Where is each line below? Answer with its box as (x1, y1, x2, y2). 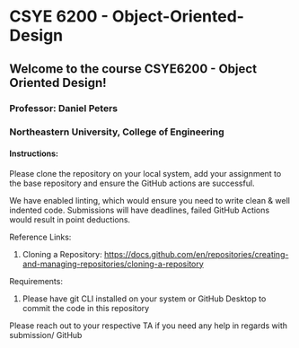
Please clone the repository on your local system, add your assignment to (9, 168, 282, 178)
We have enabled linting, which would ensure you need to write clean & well (9, 195, 290, 205)
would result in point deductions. (9, 213, 131, 225)
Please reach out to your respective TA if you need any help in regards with (9, 320, 288, 331)
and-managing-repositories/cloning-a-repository (22, 258, 204, 269)
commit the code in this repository (22, 302, 150, 313)
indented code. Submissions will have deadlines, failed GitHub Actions (9, 204, 270, 215)
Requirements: (9, 275, 63, 286)
